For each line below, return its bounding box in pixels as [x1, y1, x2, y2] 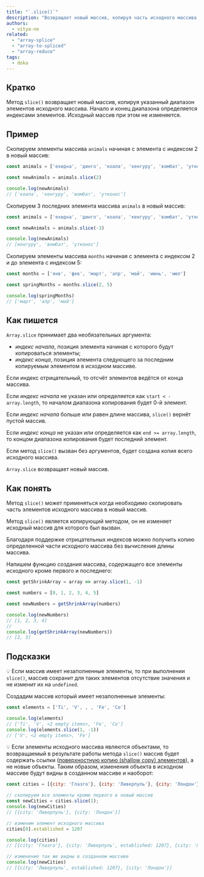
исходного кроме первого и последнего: [6, 567, 112, 575]
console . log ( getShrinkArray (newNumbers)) [6, 629, 113, 635]
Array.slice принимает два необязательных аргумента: [6, 331, 152, 338]
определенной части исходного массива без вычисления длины [6, 542, 174, 550]
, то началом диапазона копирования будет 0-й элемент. [38, 399, 188, 407]
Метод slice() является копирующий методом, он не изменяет [6, 518, 172, 525]
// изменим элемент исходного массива [6, 820, 104, 826]
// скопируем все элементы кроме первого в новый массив [6, 792, 154, 798]
